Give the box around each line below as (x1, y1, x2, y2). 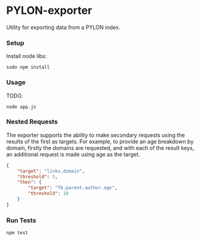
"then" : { (17, 179, 42, 185)
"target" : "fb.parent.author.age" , (28, 185, 118, 191)
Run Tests (6, 216, 36, 224)
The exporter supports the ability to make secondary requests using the (6, 131, 185, 139)
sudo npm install (6, 64, 50, 70)
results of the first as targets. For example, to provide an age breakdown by (6, 137, 194, 145)
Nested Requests (6, 117, 58, 126)
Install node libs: (6, 53, 47, 60)
